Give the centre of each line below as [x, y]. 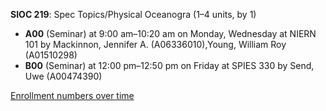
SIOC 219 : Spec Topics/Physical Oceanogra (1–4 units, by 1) [133, 14]
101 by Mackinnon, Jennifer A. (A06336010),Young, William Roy [155, 44]
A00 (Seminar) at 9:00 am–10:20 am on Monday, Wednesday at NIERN [170, 33]
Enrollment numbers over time [72, 95]
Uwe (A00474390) [63, 76]
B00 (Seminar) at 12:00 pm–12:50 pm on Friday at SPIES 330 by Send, [169, 65]
